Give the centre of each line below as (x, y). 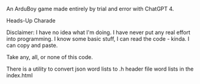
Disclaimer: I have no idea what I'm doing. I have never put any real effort (98, 32)
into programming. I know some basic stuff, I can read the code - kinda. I (98, 39)
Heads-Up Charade (31, 20)
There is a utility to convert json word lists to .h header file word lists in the (100, 69)
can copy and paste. (32, 45)
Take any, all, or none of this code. (50, 57)
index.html (20, 75)
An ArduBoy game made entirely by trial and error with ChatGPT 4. (90, 9)
